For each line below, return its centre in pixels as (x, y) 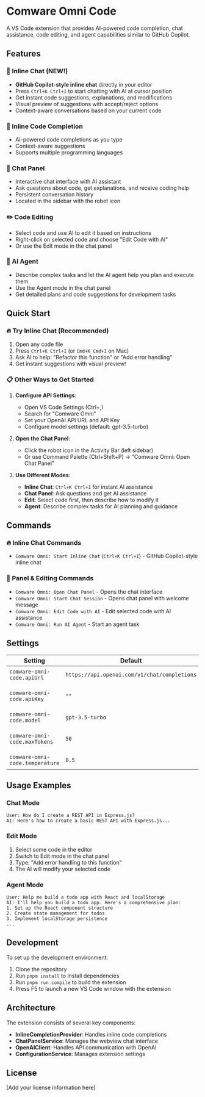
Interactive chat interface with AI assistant (68, 182)
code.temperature (34, 763)
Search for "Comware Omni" (60, 414)
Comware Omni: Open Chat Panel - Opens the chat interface (89, 592)
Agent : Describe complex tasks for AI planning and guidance (101, 506)
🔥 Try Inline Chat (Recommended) (58, 331)
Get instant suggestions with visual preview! (70, 364)
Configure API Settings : (46, 395)
